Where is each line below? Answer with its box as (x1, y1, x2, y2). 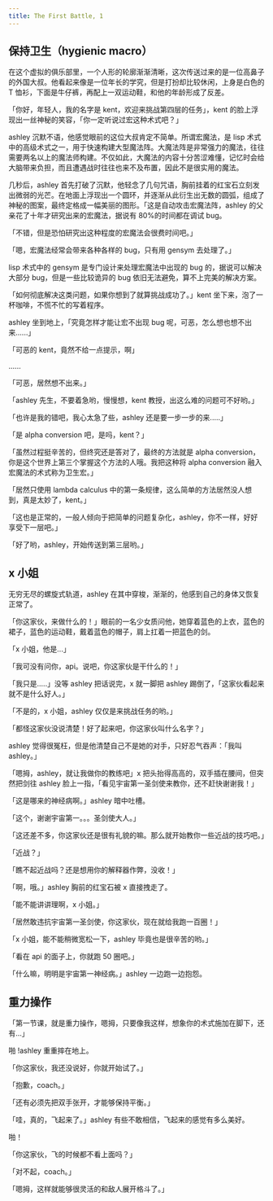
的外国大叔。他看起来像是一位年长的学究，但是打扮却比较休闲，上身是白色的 (8, 77, 265, 87)
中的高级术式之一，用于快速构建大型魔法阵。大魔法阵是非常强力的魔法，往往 (8, 142, 265, 152)
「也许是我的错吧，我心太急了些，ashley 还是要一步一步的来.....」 (8, 413, 227, 423)
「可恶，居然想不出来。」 (8, 378, 91, 388)
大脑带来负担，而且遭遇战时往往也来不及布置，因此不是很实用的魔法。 (8, 163, 244, 173)
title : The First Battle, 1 (8, 11, 104, 20)
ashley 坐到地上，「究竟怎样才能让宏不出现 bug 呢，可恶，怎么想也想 (8, 318, 238, 327)
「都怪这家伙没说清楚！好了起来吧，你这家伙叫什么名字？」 (8, 724, 208, 734)
